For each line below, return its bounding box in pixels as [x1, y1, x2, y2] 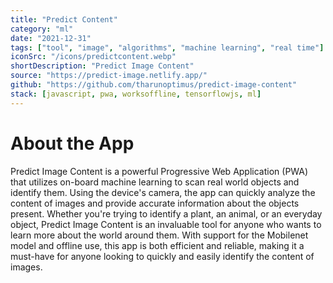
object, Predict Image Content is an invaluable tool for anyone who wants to [10, 218, 322, 230]
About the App [10, 132, 135, 155]
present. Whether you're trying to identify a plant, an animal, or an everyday [10, 207, 323, 220]
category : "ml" [10, 24, 74, 34]
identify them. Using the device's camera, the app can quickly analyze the [10, 186, 316, 198]
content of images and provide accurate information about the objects [10, 197, 300, 209]
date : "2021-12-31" [10, 33, 92, 43]
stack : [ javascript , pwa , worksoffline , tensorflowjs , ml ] [10, 89, 262, 99]
